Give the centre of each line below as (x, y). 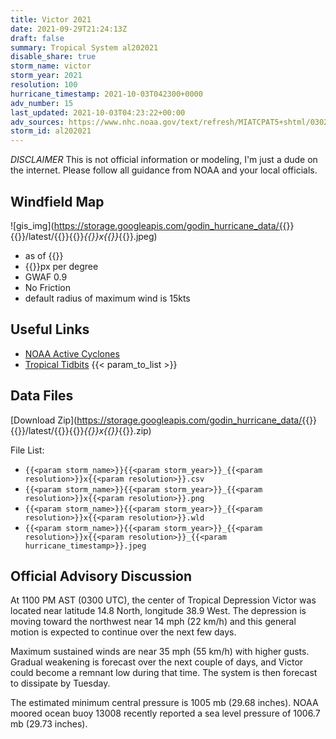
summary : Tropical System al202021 (84, 47)
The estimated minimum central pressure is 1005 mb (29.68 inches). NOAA (164, 703)
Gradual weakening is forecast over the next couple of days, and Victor (157, 662)
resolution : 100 (44, 85)
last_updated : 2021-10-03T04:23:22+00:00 (98, 112)
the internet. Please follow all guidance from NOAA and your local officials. (164, 170)
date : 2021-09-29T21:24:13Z (69, 29)
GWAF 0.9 (46, 277)
